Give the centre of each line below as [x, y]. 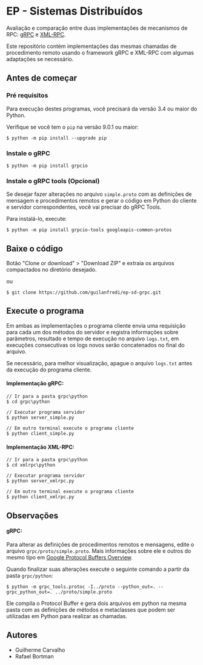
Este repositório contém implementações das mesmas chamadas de [92, 46]
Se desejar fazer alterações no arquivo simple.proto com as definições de [99, 194]
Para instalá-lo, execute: [37, 219]
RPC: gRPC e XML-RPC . [36, 34]
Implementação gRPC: [35, 383]
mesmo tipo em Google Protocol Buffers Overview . [70, 557]
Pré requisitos [27, 95]
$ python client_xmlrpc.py [40, 497]
